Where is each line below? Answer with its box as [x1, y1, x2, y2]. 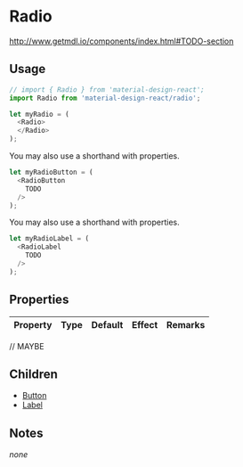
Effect [132, 318, 158, 331]
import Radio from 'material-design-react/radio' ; [9, 94, 201, 102]
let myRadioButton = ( [9, 168, 93, 176]
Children [9, 366, 58, 381]
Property [13, 318, 53, 331]
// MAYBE [9, 340, 45, 351]
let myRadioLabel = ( [9, 234, 90, 243]
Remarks [166, 318, 206, 331]
